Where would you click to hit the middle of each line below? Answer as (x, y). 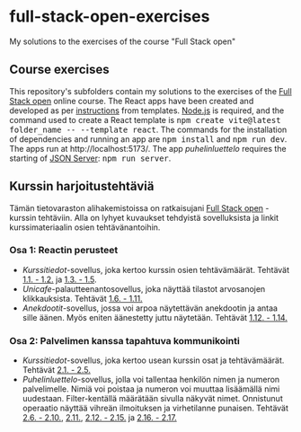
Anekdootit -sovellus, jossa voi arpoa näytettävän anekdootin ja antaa (150, 308)
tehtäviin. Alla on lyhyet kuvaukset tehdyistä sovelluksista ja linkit (159, 217)
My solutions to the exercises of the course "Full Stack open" (123, 41)
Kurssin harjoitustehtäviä (82, 186)
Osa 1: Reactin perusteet (64, 251)
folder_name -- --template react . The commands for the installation (148, 129)
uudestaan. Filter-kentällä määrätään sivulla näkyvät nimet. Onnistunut (152, 399)
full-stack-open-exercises (110, 17)
